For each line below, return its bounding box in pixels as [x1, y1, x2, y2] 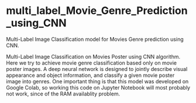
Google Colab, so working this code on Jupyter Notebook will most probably [6, 84, 191, 91]
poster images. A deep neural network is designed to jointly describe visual [6, 65, 188, 72]
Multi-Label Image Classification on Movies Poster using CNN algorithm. [6, 53, 181, 60]
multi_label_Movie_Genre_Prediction [6, 4, 188, 17]
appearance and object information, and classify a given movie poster [6, 72, 175, 79]
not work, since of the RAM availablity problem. [6, 90, 121, 97]
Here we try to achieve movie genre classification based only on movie [6, 59, 177, 66]
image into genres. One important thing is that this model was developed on [6, 77, 189, 85]
